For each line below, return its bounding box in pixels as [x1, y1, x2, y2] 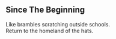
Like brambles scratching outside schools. [5, 20, 111, 28]
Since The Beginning [5, 5, 85, 15]
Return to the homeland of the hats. [5, 27, 94, 34]
